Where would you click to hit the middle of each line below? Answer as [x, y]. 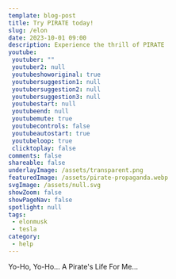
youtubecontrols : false [51, 126]
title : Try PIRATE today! [51, 23]
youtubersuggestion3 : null [56, 97]
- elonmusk [29, 222]
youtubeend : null [40, 112]
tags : [17, 215]
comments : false [35, 155]
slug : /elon [28, 30]
